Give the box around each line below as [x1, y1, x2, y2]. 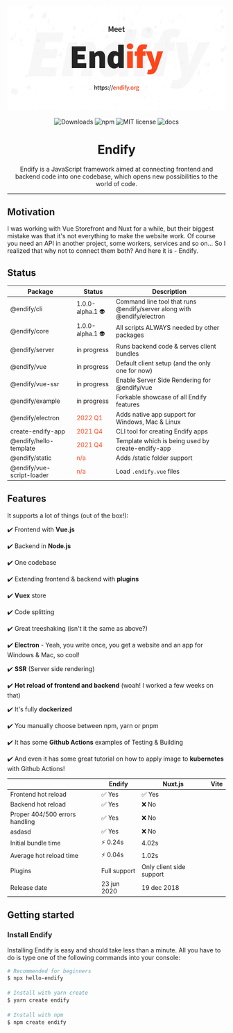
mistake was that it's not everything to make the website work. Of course [7, 232, 216, 240]
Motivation [7, 206, 55, 218]
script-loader [10, 471, 49, 479]
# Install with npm [7, 1011, 64, 1018]
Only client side [141, 863, 186, 871]
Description [152, 287, 187, 295]
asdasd [10, 827, 31, 836]
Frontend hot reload [10, 791, 67, 799]
